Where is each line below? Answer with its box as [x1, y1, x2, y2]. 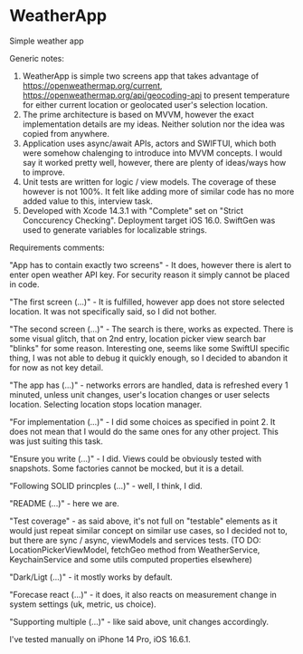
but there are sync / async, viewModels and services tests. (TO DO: [9, 534, 261, 545]
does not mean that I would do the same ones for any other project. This [9, 426, 279, 437]
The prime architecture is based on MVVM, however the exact [22, 109, 255, 120]
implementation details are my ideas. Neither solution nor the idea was [22, 119, 286, 130]
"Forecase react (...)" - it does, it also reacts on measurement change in [9, 589, 278, 600]
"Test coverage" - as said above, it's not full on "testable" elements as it [9, 515, 278, 526]
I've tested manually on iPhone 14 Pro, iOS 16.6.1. [9, 633, 192, 644]
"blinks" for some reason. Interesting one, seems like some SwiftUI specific [9, 342, 290, 353]
